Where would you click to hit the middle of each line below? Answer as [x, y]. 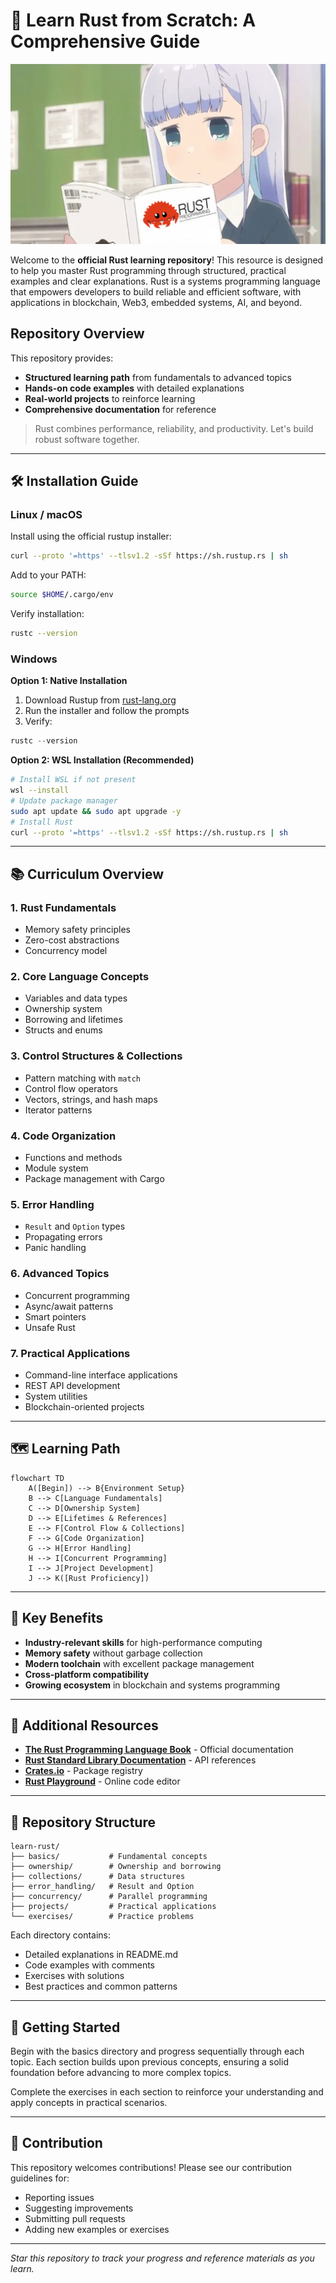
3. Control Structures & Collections [96, 1056]
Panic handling [55, 1248]
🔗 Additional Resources [84, 1725]
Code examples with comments [89, 1965]
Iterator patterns [58, 1110]
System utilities [56, 1396]
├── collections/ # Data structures [98, 1877]
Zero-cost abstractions [72, 940]
